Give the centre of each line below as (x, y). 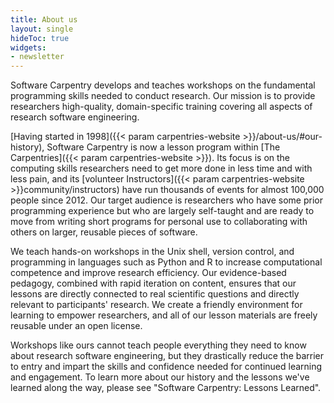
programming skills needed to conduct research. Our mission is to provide (163, 96)
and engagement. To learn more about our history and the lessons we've (160, 377)
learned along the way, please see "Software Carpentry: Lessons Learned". (166, 388)
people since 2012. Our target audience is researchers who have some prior (166, 200)
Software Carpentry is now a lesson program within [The (163, 147)
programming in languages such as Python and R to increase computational (166, 262)
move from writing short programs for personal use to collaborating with (159, 222)
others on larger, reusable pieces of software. (104, 232)
